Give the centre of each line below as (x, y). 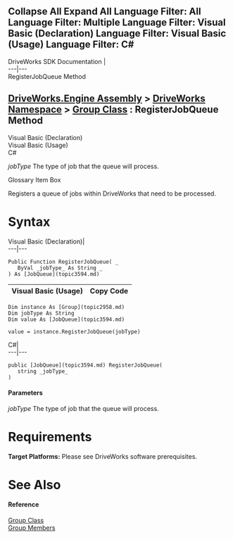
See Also (34, 484)
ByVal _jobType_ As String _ (60, 268)
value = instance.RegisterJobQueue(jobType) (74, 331)
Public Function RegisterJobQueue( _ (63, 262)
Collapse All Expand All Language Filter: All (105, 12)
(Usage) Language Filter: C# (71, 45)
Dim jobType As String (41, 313)
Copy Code (109, 291)
